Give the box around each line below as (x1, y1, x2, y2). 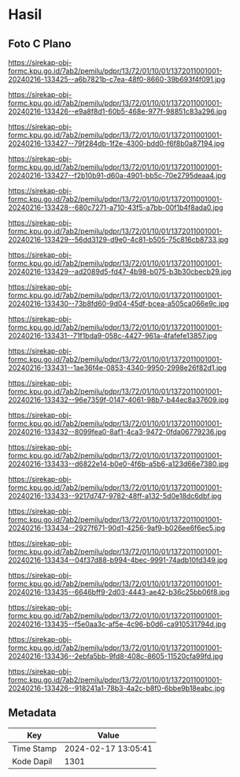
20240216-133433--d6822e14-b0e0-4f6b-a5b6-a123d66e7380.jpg (8, 459, 229, 469)
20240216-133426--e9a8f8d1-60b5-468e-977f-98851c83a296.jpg (8, 106, 227, 116)
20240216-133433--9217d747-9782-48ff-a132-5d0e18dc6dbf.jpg (8, 491, 222, 500)
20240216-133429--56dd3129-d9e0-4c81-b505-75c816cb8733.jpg (8, 235, 229, 244)
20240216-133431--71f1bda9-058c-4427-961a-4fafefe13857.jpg (8, 331, 218, 340)
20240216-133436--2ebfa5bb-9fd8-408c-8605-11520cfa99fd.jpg (8, 652, 223, 660)
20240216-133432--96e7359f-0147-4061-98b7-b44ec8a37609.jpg (8, 395, 230, 404)
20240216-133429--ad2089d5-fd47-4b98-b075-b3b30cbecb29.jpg (8, 267, 232, 276)
